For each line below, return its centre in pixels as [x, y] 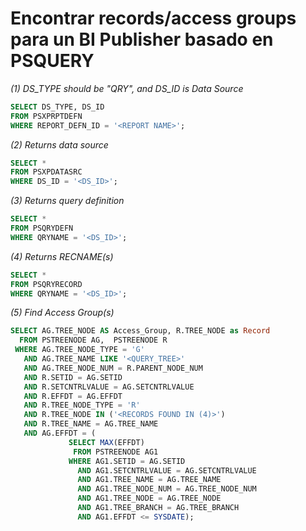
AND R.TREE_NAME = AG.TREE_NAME [91, 424]
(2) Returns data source [59, 144]
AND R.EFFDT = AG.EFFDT [73, 396]
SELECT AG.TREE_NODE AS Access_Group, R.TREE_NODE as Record [140, 331]
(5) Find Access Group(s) [62, 313]
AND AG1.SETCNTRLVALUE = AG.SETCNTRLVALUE [167, 470]
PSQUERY [52, 61]
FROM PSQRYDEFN [42, 228]
